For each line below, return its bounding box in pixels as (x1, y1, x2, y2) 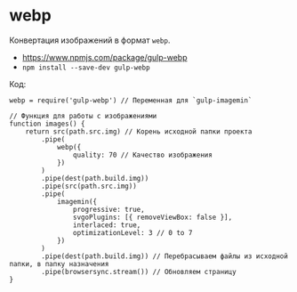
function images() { (9, 119, 86, 128)
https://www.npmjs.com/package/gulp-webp (21, 52, 188, 62)
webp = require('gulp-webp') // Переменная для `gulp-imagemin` (9, 95, 253, 105)
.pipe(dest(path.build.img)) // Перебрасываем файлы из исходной (41, 251, 289, 261)
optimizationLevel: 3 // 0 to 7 (72, 228, 193, 237)
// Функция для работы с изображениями (9, 111, 157, 120)
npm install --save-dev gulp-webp (21, 63, 150, 72)
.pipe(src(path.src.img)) (41, 182, 138, 191)
